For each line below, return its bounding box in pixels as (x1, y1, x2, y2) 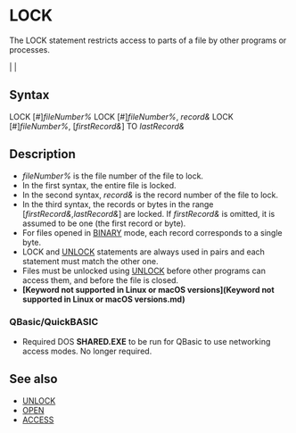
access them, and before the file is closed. (21, 274, 179, 286)
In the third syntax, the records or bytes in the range (21, 198, 214, 210)
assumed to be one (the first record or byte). (21, 218, 186, 229)
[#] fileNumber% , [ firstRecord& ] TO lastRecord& (9, 121, 185, 131)
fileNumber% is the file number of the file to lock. (21, 171, 203, 181)
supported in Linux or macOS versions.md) (21, 294, 185, 304)
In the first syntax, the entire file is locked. (21, 179, 177, 190)
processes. (9, 44, 51, 54)
